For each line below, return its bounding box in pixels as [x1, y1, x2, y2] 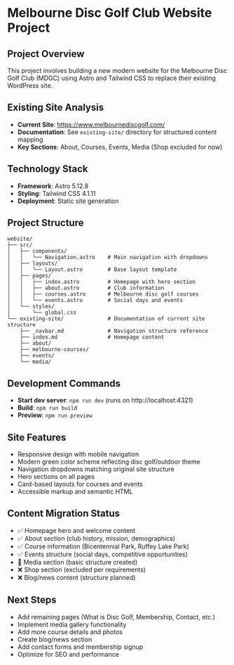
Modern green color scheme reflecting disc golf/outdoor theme [17, 458, 201, 466]
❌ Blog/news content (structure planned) [17, 573, 136, 581]
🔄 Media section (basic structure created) [17, 558, 138, 566]
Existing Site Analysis [7, 102, 104, 114]
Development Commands [7, 377, 121, 389]
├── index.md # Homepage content [20, 334, 165, 341]
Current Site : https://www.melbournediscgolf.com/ [17, 120, 165, 129]
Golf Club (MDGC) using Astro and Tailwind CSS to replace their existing [7, 74, 216, 82]
